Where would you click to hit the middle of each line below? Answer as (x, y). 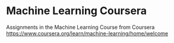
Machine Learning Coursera (77, 11)
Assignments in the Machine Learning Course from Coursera (80, 27)
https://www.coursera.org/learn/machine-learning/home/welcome (87, 33)
